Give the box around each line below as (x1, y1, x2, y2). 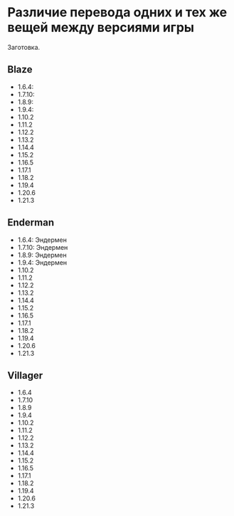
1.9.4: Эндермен (17, 258, 68, 267)
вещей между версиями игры (7, 19, 194, 36)
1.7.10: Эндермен (17, 243, 68, 251)
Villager (7, 369, 43, 381)
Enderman (7, 216, 55, 228)
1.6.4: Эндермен (17, 236, 68, 244)
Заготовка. (7, 43, 41, 51)
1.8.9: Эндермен (17, 251, 67, 259)
